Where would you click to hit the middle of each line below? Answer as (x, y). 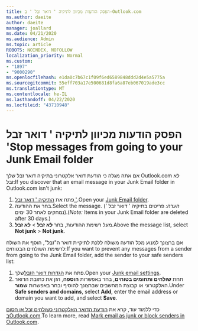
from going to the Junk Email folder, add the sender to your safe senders (95, 255)
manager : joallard (29, 28)
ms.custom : (20, 61)
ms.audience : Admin (30, 39)
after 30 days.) (33, 219)
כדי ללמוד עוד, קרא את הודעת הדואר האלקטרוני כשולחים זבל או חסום (83, 309)
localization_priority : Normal (45, 56)
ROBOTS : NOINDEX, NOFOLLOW (39, 50)
